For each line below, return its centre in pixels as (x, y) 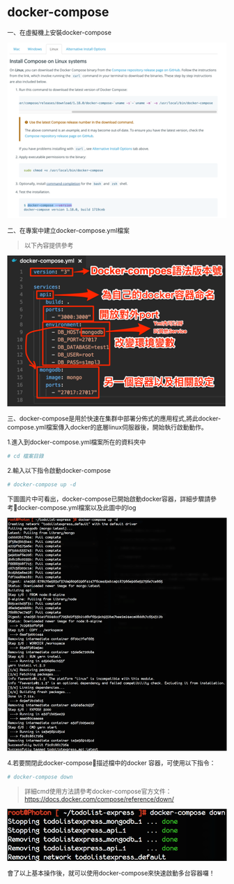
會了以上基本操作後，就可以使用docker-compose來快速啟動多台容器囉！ (111, 873)
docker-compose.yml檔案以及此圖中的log (77, 507)
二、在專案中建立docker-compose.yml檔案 (69, 230)
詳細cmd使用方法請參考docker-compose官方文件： (98, 791)
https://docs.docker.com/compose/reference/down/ (99, 799)
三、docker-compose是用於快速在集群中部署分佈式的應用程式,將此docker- (114, 419)
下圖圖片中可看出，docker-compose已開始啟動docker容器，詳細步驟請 (109, 499)
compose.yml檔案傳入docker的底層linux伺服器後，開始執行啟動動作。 (107, 427)
